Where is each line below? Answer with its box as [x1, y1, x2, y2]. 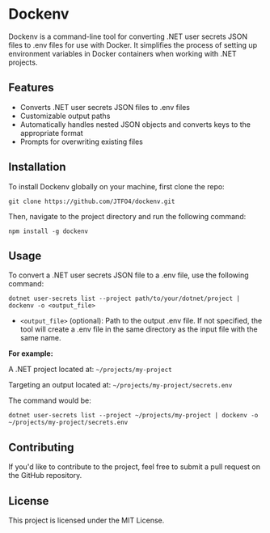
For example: [8, 349, 54, 358]
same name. [19, 333, 62, 343]
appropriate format [19, 128, 83, 137]
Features [8, 81, 54, 95]
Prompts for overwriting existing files [19, 137, 143, 146]
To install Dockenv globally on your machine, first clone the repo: [8, 181, 225, 191]
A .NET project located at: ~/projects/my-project [8, 365, 172, 374]
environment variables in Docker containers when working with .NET [8, 49, 237, 58]
